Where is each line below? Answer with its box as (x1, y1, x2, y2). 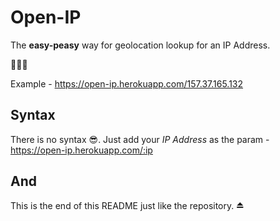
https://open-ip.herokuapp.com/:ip (10, 144, 153, 156)
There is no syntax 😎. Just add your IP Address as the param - (10, 133, 270, 145)
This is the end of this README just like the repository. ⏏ (10, 199, 245, 211)
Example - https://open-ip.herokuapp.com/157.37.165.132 (10, 77, 244, 90)
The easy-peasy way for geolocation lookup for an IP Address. (10, 39, 271, 51)
